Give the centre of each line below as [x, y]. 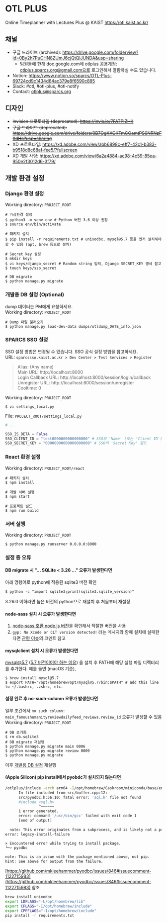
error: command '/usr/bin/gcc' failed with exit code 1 [77, 816]
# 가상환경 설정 [19, 215]
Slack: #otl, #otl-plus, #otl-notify [46, 86]
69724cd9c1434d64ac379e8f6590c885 [54, 81]
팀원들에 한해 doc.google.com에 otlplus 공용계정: [69, 64]
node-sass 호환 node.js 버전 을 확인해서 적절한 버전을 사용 [69, 626]
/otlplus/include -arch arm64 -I [40, 788]
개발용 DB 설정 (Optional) [35, 295]
